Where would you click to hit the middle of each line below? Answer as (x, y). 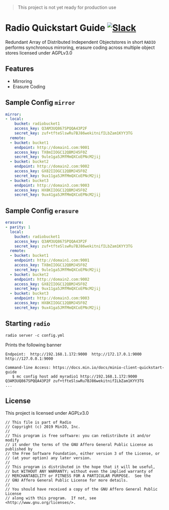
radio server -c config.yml (35, 335)
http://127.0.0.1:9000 (29, 359)
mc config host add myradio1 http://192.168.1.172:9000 (77, 377)
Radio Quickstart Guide (55, 28)
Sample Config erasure (42, 211)
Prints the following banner (33, 345)
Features (20, 69)
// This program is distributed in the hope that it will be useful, (80, 467)
